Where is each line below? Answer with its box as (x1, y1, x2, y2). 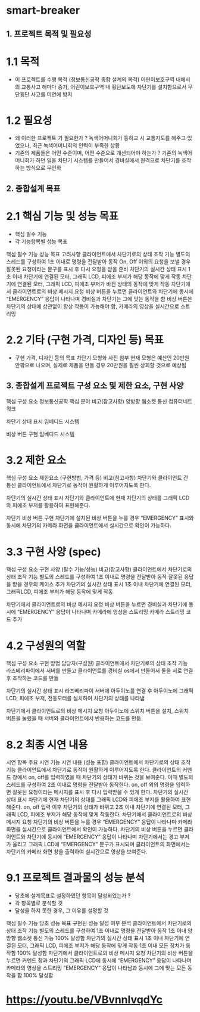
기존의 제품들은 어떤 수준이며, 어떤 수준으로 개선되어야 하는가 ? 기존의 (14, 150, 177, 157)
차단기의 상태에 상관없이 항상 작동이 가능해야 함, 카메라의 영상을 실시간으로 (6, 302, 180, 310)
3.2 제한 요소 (6, 454, 67, 467)
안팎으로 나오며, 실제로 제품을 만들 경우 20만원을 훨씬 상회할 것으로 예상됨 (14, 361, 186, 368)
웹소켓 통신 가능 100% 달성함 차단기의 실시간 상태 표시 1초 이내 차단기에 (17, 935, 184, 942)
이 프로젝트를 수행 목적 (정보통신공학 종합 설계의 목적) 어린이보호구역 (14, 76, 174, 83)
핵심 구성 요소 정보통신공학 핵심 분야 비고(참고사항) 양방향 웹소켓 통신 (6, 398, 168, 405)
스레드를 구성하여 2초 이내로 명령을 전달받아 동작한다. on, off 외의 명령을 (6, 781, 174, 789)
